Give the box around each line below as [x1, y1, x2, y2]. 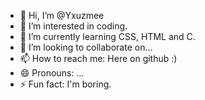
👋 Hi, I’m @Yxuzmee [19, 10, 105, 21]
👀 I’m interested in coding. [19, 20, 128, 32]
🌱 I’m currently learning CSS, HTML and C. [19, 31, 196, 42]
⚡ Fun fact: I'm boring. [19, 78, 112, 90]
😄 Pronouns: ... [19, 67, 85, 79]
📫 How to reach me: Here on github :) [19, 53, 178, 64]
